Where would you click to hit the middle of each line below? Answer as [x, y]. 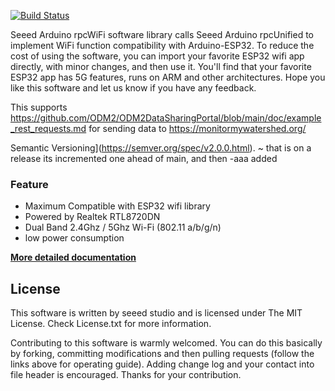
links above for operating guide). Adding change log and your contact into [162, 364]
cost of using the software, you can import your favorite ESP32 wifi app [157, 56]
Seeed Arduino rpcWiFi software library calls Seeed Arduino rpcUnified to [162, 34]
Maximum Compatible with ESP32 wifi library [117, 206]
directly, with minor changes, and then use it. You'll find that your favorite [161, 66]
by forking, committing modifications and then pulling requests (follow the [162, 354]
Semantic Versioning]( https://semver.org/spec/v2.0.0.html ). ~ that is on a [161, 148]
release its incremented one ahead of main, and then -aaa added [144, 158]
